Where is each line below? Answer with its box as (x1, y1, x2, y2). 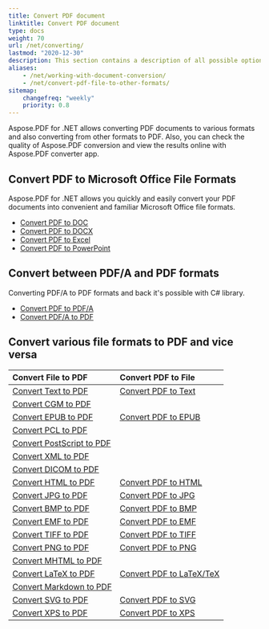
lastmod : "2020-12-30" (8, 49, 84, 57)
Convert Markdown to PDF (12, 581, 112, 592)
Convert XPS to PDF (12, 607, 88, 619)
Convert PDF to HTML (119, 476, 203, 488)
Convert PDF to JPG (119, 489, 195, 500)
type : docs (8, 27, 45, 35)
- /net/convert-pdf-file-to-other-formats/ (22, 79, 171, 87)
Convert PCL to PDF (12, 424, 88, 435)
